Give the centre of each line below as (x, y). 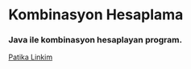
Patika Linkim (31, 57)
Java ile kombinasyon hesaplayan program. (95, 40)
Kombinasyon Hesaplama (96, 15)
